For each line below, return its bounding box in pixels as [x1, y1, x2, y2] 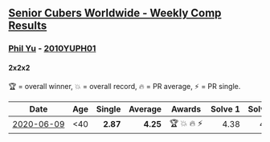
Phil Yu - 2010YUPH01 [8, 43, 96, 55]
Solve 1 [210, 103, 241, 115]
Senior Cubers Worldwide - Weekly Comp [8, 6, 222, 20]
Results [8, 19, 47, 33]
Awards [171, 103, 202, 115]
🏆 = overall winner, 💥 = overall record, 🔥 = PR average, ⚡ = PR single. [8, 81, 241, 91]
